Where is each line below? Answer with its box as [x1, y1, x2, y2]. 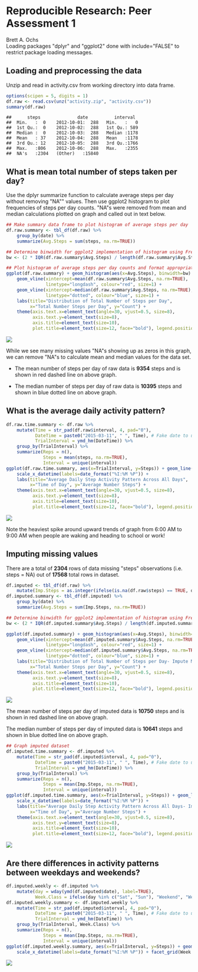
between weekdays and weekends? [6, 868, 140, 878]
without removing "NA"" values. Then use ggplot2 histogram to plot [6, 198, 170, 205]
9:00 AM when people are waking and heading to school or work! [6, 532, 165, 539]
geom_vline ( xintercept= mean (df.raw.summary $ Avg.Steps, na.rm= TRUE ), [16, 276, 189, 282]
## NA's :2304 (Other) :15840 [6, 150, 99, 157]
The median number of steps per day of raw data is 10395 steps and [14, 382, 182, 390]
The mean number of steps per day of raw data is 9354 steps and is [14, 365, 181, 372]
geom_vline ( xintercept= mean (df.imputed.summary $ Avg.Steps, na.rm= [16, 636, 183, 643]
